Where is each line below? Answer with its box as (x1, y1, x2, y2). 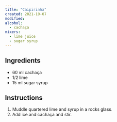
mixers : (5, 30, 21, 34)
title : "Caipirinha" (5, 7, 47, 12)
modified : (5, 16, 25, 21)
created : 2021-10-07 (5, 12, 47, 16)
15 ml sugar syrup (12, 79, 48, 85)
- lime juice (9, 34, 36, 39)
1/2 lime (12, 75, 28, 80)
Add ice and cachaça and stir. (12, 112, 72, 118)
